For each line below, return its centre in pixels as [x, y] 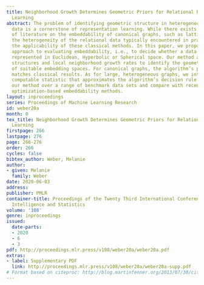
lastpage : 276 [24, 137]
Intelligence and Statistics [49, 205]
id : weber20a [23, 108]
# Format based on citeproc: [43, 273]
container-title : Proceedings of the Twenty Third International [90, 199]
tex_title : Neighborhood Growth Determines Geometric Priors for [90, 119]
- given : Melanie [28, 171]
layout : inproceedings [35, 97]
